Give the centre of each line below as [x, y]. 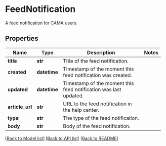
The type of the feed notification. [101, 118]
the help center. [81, 110]
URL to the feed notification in [98, 104]
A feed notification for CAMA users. [41, 23]
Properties [22, 38]
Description [101, 52]
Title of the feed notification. [96, 61]
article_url [20, 107]
